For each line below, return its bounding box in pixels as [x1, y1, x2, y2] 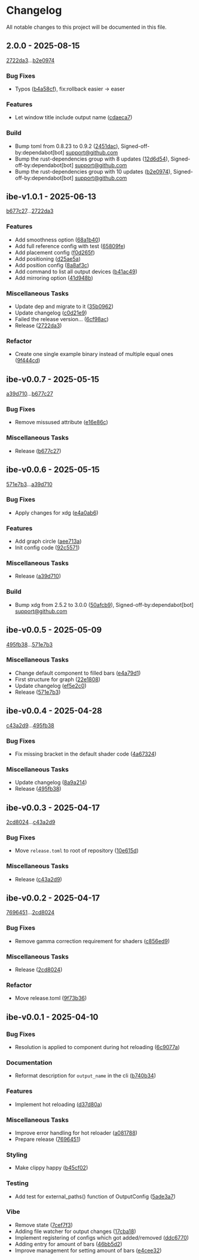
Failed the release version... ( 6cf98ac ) [14, 316, 109, 323]
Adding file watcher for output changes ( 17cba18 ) [14, 1228, 136, 1235]
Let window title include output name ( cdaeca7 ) [14, 114, 133, 121]
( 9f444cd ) [14, 357, 41, 364]
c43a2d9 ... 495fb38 [6, 721, 55, 729]
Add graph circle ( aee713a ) [14, 537, 82, 545]
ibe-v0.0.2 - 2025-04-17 [6, 893, 100, 904]
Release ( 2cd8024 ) [14, 966, 63, 974]
